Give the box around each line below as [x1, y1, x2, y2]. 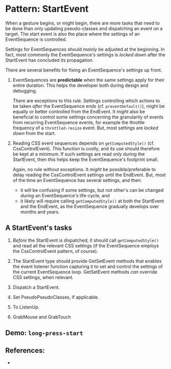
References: [5, 346, 45, 355]
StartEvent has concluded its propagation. [5, 57, 94, 63]
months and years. [20, 209, 60, 215]
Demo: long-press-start [5, 329, 83, 337]
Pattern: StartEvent [5, 3, 89, 15]
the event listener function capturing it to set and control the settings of [12, 263, 163, 269]
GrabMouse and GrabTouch [12, 314, 71, 320]
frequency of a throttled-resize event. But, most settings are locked [12, 125, 158, 131]
